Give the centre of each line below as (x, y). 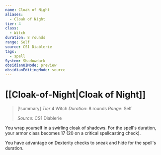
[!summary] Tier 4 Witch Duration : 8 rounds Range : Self (75, 108)
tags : (11, 51)
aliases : (14, 14)
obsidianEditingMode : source (35, 70)
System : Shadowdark (25, 61)
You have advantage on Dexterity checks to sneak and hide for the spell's (81, 143)
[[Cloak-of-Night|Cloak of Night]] (75, 95)
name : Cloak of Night (28, 10)
